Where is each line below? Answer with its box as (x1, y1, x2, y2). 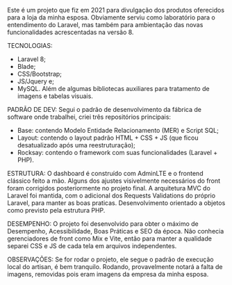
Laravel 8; (17, 55, 47, 63)
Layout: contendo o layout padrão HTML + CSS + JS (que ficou (17, 133, 199, 142)
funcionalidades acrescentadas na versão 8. (7, 28, 134, 36)
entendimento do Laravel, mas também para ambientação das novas (7, 21, 204, 28)
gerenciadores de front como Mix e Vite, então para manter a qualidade (7, 234, 212, 243)
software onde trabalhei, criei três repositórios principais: (7, 113, 172, 121)
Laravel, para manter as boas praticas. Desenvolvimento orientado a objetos (7, 199, 226, 207)
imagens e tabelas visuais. (17, 92, 94, 100)
